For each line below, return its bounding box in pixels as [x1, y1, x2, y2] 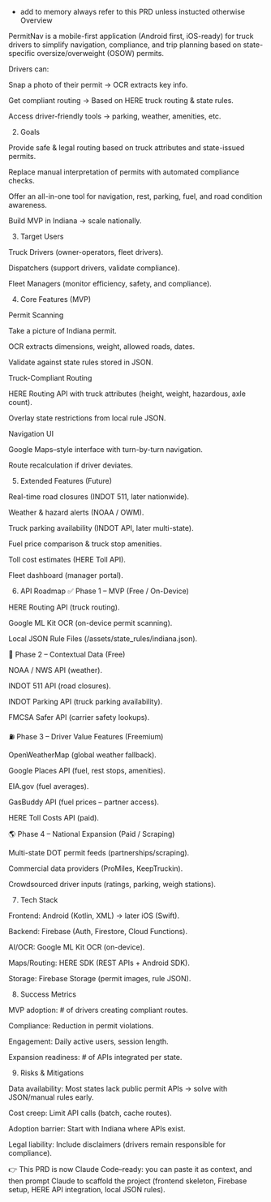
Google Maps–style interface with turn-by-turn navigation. [8, 445, 203, 454]
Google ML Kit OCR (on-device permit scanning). [8, 618, 173, 627]
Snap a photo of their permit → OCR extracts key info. [8, 80, 188, 89]
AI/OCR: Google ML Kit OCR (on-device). [8, 942, 145, 952]
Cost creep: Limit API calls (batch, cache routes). [8, 1108, 172, 1118]
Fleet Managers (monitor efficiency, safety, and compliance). [8, 279, 213, 288]
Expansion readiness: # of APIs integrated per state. [8, 1053, 183, 1062]
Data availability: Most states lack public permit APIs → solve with [8, 1084, 228, 1093]
